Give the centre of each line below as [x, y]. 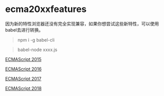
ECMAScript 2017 [23, 78]
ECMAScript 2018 [23, 88]
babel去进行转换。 [24, 30]
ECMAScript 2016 [23, 69]
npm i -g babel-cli [36, 40]
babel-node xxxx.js [37, 49]
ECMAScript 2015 [23, 59]
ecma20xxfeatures [46, 9]
